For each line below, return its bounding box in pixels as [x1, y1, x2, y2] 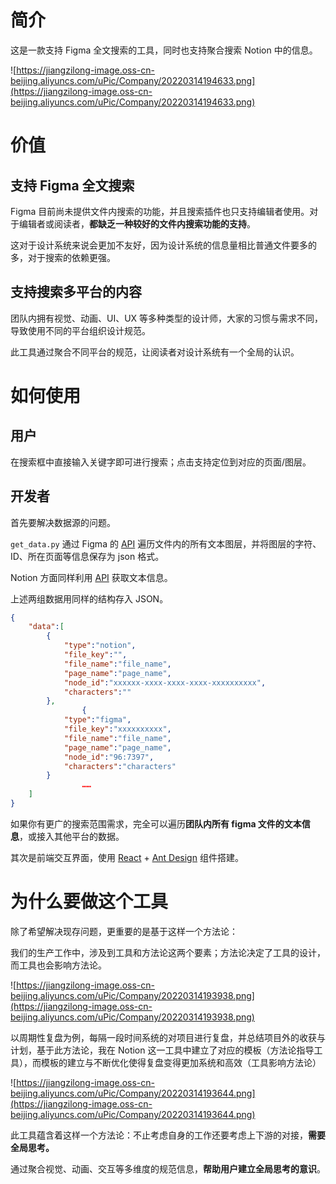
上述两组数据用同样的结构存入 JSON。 [10, 592, 169, 605]
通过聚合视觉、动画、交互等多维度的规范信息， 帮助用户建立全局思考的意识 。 [10, 1162, 326, 1175]
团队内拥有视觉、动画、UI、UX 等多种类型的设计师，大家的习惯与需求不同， [10, 312, 324, 324]
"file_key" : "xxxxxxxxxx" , [63, 724, 172, 735]
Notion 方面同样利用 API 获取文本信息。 [10, 571, 173, 583]
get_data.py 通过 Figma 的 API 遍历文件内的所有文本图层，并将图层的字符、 [10, 537, 322, 550]
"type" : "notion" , [63, 641, 137, 651]
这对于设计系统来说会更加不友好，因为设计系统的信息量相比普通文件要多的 [10, 239, 317, 251]
